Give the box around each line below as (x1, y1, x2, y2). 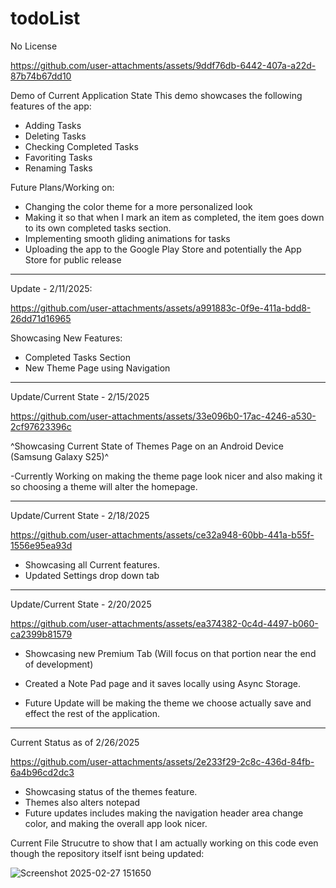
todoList (10, 7, 81, 30)
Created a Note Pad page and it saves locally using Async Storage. (24, 677, 302, 689)
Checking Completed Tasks (24, 140, 139, 152)
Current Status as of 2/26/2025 (10, 736, 140, 748)
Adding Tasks (24, 119, 82, 131)
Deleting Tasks (24, 130, 87, 142)
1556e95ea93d (10, 539, 73, 551)
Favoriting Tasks (24, 151, 93, 163)
